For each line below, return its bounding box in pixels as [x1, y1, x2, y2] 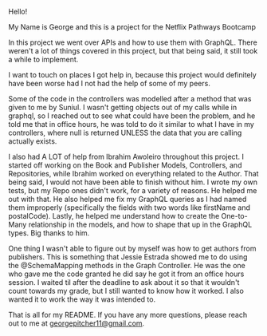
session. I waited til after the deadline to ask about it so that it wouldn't [8, 278, 240, 287]
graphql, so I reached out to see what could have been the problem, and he [8, 111, 256, 121]
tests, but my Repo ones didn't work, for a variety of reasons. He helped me [8, 186, 257, 195]
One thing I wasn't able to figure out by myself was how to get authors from [8, 243, 257, 253]
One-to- [221, 211, 249, 220]
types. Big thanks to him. [8, 228, 90, 238]
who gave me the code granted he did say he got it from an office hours [8, 269, 245, 279]
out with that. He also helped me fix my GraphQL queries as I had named [8, 195, 247, 204]
